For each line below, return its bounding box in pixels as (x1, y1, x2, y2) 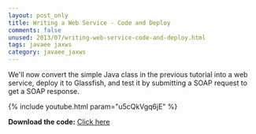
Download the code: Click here (8, 117, 110, 126)
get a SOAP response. (8, 87, 80, 95)
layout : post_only (8, 11, 69, 20)
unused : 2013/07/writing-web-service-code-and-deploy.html (8, 33, 206, 42)
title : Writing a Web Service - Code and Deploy (8, 19, 171, 27)
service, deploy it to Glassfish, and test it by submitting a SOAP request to (8, 78, 248, 87)
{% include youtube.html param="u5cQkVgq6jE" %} (8, 102, 178, 111)
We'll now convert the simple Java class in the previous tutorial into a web (8, 70, 248, 79)
